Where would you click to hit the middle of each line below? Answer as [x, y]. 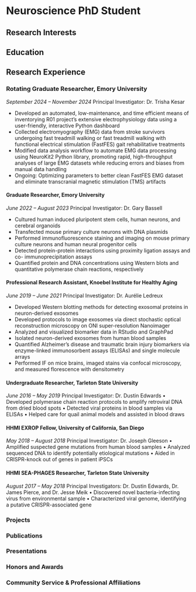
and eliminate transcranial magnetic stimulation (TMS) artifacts [90, 181]
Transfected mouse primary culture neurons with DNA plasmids [91, 232]
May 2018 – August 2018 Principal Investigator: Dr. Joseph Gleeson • [89, 441]
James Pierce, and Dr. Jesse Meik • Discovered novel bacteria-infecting [93, 492]
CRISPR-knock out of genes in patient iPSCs [59, 460]
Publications [24, 536]
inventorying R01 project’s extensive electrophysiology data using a [96, 119]
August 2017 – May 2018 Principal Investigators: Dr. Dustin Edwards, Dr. [92, 486]
